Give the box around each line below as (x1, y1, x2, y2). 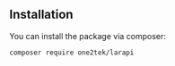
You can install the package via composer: (9, 30, 166, 41)
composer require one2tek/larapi (9, 48, 135, 57)
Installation (9, 7, 74, 22)
